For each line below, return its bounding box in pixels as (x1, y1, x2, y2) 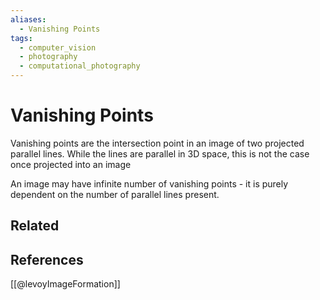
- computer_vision (19, 42, 97, 53)
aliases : (10, 14, 47, 25)
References (10, 251, 84, 268)
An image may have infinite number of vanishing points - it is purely (10, 177, 289, 190)
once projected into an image (10, 158, 132, 170)
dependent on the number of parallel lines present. (10, 188, 220, 200)
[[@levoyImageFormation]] (10, 278, 121, 290)
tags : (10, 33, 33, 43)
